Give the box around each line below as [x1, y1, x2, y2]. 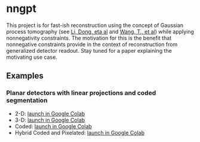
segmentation [6, 96, 48, 105]
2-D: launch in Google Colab [14, 110, 85, 117]
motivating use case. [6, 53, 58, 61]
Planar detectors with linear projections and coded [6, 89, 156, 97]
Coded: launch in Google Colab [14, 122, 93, 130]
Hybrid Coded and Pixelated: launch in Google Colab [14, 129, 145, 136]
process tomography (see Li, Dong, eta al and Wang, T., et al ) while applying [6, 28, 194, 35]
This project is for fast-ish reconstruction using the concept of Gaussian [6, 22, 184, 29]
